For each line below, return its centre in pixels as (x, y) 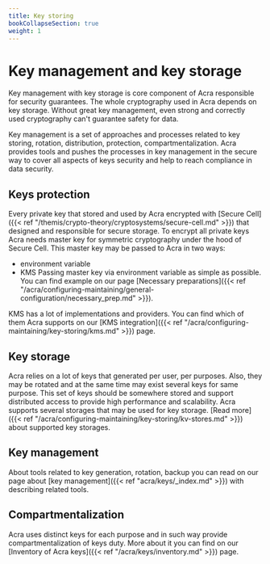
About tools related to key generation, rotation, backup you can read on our (133, 472)
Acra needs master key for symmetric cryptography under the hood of (125, 240)
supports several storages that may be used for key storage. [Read (119, 410)
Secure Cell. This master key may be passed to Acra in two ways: (117, 248)
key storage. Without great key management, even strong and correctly (127, 111)
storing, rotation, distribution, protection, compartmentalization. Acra (123, 143)
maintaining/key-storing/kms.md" (64, 331)
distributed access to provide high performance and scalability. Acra (122, 402)
